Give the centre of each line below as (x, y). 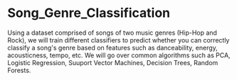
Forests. (19, 70)
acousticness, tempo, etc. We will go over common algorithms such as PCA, (119, 55)
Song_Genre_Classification (89, 13)
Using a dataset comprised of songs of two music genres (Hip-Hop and (112, 33)
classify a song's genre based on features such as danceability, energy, (113, 47)
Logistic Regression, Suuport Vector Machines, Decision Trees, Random (113, 62)
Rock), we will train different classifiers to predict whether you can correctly (118, 40)
